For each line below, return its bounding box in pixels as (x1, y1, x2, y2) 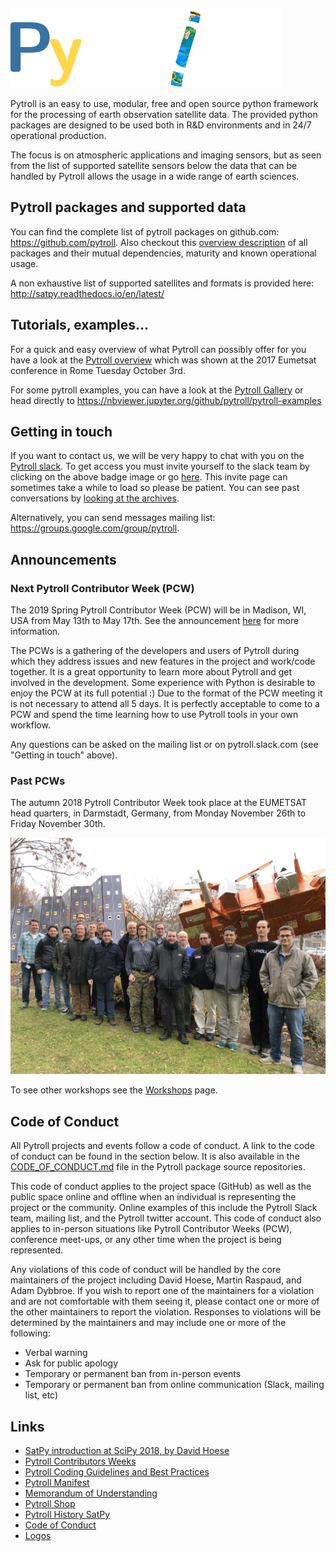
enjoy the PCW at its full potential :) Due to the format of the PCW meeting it (10, 687, 323, 699)
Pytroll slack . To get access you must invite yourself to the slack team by (10, 460, 310, 473)
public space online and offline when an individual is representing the (10, 1191, 297, 1203)
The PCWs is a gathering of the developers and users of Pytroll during (10, 645, 300, 657)
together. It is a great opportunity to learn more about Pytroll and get (10, 666, 293, 678)
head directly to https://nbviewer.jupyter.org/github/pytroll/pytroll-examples (10, 394, 322, 406)
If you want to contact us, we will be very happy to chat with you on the (10, 450, 305, 462)
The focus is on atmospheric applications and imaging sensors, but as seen (10, 149, 322, 161)
